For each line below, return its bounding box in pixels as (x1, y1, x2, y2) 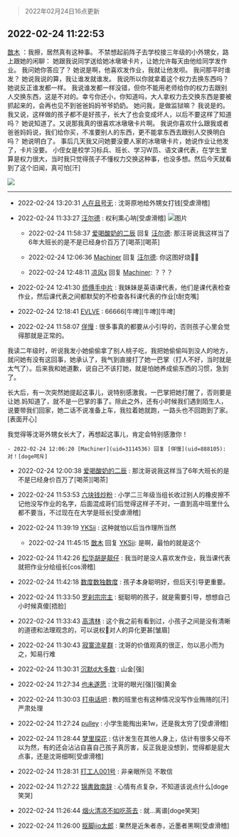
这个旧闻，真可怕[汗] (19, 163, 81, 172)
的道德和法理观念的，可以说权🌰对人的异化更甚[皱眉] (17, 626, 171, 634)
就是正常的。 (30, 331, 68, 339)
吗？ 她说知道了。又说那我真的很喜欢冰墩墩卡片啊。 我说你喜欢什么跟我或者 (7, 119, 229, 127)
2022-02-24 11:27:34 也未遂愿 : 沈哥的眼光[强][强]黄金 (17, 680, 177, 688)
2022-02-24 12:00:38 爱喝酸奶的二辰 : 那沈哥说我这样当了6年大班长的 (17, 466, 224, 475)
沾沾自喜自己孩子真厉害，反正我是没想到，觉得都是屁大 (67, 743, 230, 752)
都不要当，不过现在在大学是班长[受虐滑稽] (17, 508, 142, 517)
